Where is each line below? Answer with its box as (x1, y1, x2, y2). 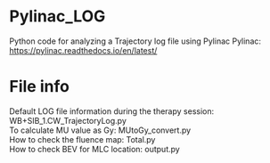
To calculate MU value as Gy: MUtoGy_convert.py (9, 125, 192, 135)
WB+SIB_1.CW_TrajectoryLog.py (9, 115, 127, 126)
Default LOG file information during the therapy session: (9, 105, 215, 117)
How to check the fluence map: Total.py (9, 134, 156, 144)
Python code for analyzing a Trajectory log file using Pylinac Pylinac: (9, 36, 261, 46)
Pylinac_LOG (9, 6, 106, 27)
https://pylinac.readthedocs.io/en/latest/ (9, 45, 158, 55)
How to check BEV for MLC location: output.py (9, 143, 180, 154)
